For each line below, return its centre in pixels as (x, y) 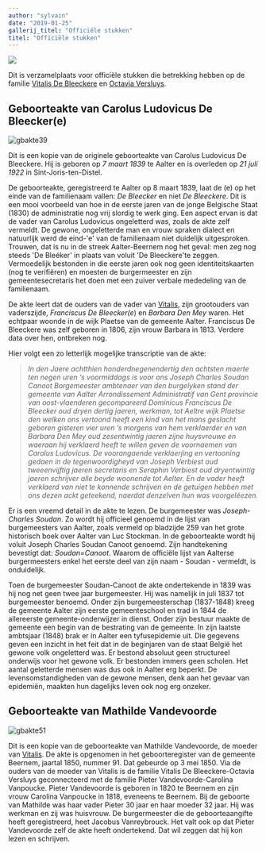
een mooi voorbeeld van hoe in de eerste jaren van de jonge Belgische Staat (133, 205)
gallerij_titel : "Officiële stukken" (71, 30)
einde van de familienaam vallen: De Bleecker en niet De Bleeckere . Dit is (127, 196)
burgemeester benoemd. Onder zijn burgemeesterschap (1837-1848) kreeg (132, 602)
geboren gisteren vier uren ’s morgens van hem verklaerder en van (137, 428)
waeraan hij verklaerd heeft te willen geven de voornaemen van (132, 445)
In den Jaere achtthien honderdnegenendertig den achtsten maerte (139, 369)
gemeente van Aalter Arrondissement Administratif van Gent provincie (143, 395)
